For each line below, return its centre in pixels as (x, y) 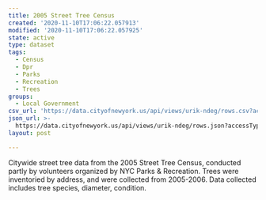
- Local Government (47, 104)
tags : (17, 52)
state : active (32, 38)
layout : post (30, 133)
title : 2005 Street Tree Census (61, 15)
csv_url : (23, 111)
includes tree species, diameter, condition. (77, 187)
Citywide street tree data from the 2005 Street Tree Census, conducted (125, 162)
